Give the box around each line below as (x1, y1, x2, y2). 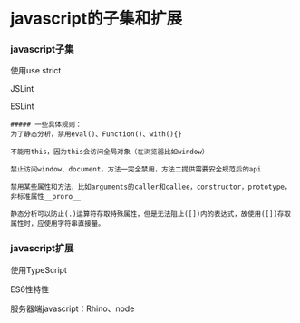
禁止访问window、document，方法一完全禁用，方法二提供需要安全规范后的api (10, 165, 262, 174)
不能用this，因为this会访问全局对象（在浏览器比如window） (10, 147, 209, 157)
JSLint (10, 83, 34, 94)
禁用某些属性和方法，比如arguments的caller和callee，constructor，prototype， (10, 182, 292, 191)
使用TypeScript (10, 264, 67, 275)
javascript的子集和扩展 (10, 8, 183, 29)
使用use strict (10, 65, 62, 76)
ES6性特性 (10, 283, 50, 295)
